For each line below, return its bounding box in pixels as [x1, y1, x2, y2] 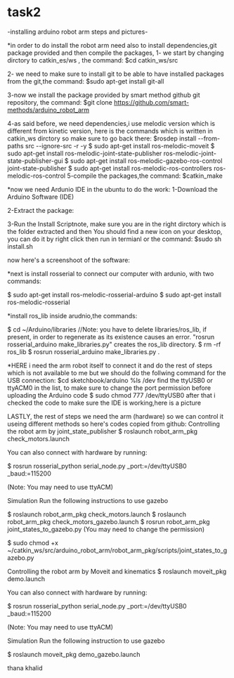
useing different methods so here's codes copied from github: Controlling [7, 419, 220, 428]
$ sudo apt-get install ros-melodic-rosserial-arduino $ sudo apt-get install [7, 290, 221, 299]
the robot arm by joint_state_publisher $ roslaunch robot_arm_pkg [7, 426, 198, 436]
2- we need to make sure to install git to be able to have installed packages [7, 70, 225, 78]
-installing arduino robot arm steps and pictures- [7, 27, 148, 36]
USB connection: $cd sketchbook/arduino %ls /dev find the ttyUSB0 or [7, 376, 213, 384]
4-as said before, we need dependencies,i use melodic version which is [7, 119, 216, 127]
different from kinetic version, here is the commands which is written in [7, 126, 213, 135]
